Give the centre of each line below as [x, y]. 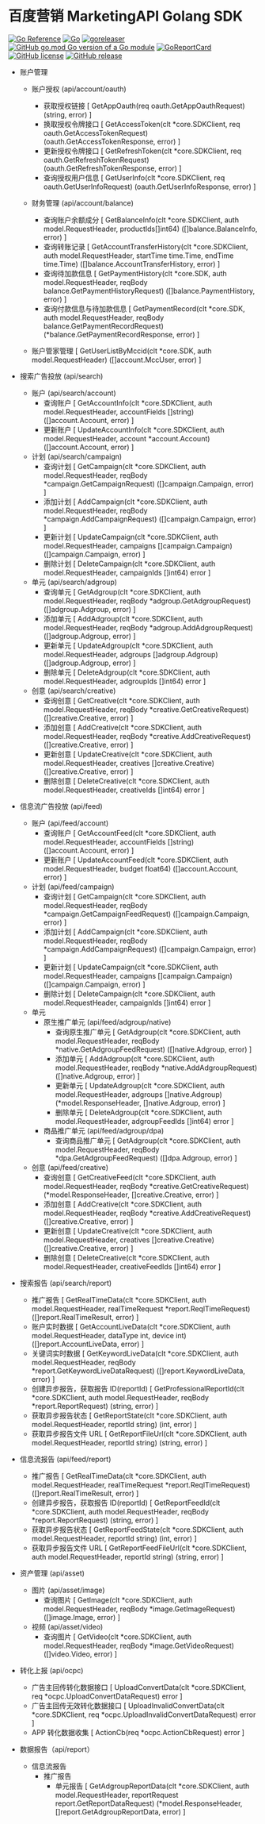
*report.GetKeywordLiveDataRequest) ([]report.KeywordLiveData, [138, 1371]
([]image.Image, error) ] [82, 1617]
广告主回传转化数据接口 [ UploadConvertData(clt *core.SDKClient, [139, 1687]
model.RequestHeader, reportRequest [117, 1795]
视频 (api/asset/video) [67, 1626]
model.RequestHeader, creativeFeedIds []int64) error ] [132, 1266]
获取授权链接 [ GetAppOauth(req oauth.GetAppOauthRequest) [144, 106]
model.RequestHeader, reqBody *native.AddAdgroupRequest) [156, 1068]
